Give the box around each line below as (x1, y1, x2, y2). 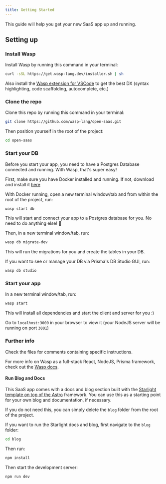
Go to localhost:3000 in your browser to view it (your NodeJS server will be (5, 320, 161, 326)
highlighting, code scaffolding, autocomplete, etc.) (5, 86, 109, 92)
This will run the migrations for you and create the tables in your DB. (5, 249, 145, 255)
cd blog (5, 437, 21, 442)
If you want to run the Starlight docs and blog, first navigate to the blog (5, 422, 151, 428)
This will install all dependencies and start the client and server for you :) (5, 310, 155, 316)
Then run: (5, 446, 25, 452)
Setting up (5, 35, 38, 44)
